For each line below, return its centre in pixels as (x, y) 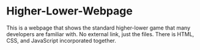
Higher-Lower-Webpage (69, 11)
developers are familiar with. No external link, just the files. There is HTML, (100, 34)
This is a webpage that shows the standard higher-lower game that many (98, 28)
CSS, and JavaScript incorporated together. (61, 40)
